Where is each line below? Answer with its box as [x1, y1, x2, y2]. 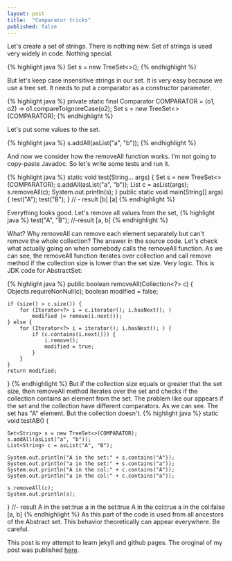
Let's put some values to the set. [7, 126, 100, 134]
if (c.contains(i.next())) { [32, 331, 116, 338]
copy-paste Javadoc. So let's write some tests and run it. [7, 160, 170, 168]
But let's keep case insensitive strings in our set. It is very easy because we [7, 76, 223, 85]
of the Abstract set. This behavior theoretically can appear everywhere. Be [7, 518, 220, 526]
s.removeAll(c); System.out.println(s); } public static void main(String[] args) [7, 188, 224, 196]
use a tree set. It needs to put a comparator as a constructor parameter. [7, 84, 212, 92]
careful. [7, 525, 30, 533]
